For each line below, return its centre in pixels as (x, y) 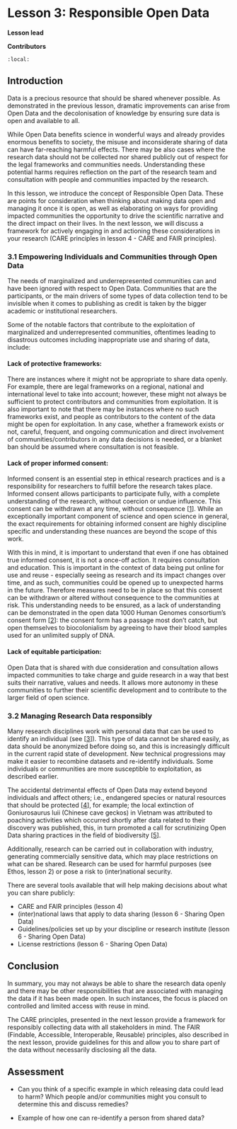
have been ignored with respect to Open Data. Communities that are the (112, 289)
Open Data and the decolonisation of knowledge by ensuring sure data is (114, 113)
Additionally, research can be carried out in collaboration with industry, (110, 849)
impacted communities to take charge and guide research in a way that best (118, 675)
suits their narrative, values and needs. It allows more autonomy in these (113, 682)
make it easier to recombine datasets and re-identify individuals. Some (110, 761)
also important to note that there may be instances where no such (103, 409)
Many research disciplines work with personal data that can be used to (111, 731)
